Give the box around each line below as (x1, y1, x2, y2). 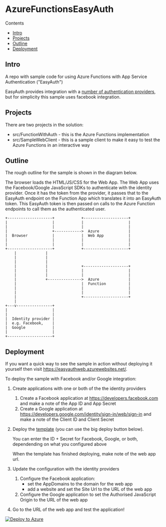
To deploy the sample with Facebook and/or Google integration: (5, 376, 136, 382)
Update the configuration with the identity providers (12, 466, 119, 472)
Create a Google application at (19, 406, 83, 412)
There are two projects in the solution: (5, 122, 83, 128)
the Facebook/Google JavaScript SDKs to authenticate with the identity (5, 185, 152, 191)
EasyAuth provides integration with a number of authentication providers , (5, 89, 156, 95)
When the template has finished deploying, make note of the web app (12, 451, 156, 457)
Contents (5, 20, 24, 26)
